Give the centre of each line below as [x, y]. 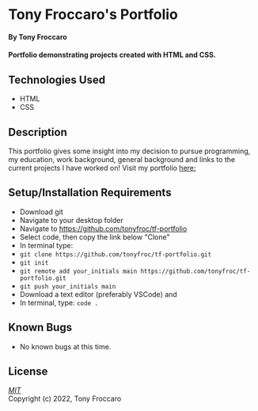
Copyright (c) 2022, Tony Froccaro [65, 399]
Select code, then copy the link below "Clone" [95, 237]
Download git [41, 212]
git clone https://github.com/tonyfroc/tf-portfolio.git [116, 255]
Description [38, 132]
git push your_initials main [68, 286]
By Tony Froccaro [38, 36]
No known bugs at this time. [65, 346]
